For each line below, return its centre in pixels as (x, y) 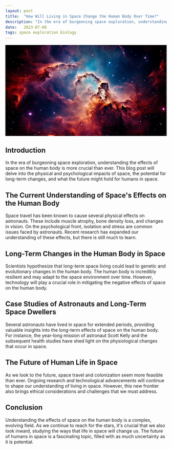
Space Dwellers (31, 312)
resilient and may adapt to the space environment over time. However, (79, 277)
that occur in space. (26, 346)
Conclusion (24, 408)
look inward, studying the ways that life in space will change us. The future (84, 431)
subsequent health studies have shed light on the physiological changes (81, 341)
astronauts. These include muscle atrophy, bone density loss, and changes (84, 221)
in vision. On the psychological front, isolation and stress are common (79, 227)
